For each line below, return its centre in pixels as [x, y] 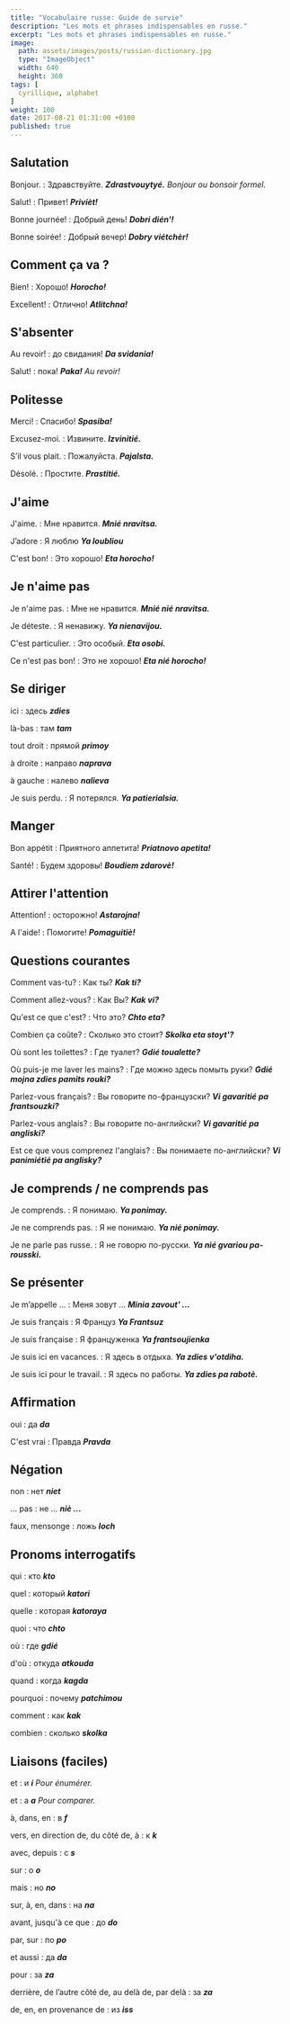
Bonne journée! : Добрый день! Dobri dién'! [92, 219]
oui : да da [30, 1424]
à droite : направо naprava [61, 763]
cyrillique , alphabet [59, 93]
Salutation [40, 163]
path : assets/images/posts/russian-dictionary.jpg [115, 51]
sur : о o [26, 1870]
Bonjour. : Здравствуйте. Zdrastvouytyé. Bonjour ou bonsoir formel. [138, 184]
